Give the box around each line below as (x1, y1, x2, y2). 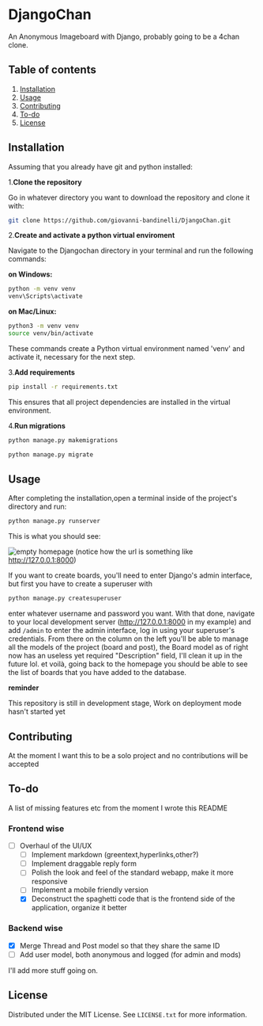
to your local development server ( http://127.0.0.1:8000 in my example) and (8, 617, 251, 627)
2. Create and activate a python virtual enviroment (8, 231, 175, 240)
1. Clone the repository (8, 177, 83, 187)
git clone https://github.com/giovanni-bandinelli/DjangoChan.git (8, 216, 231, 224)
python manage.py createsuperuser (8, 594, 122, 603)
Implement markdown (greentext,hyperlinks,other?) (31, 850, 199, 860)
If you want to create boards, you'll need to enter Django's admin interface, (8, 570, 253, 580)
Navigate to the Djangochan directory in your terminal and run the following (8, 246, 254, 255)
